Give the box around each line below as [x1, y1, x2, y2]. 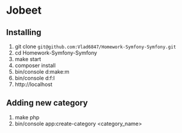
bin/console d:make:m [14, 68, 70, 75]
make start [14, 56, 42, 62]
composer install [14, 62, 56, 69]
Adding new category [6, 98, 88, 108]
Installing [6, 27, 42, 37]
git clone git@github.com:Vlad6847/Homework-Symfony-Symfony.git [14, 43, 177, 50]
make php [14, 113, 40, 121]
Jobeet [6, 4, 42, 17]
